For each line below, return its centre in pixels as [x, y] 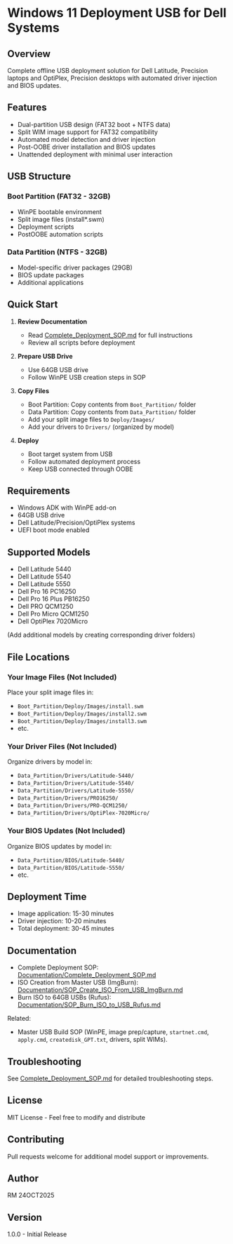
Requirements [39, 491]
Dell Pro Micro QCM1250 [53, 614]
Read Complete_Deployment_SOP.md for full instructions [110, 335]
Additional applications [51, 282]
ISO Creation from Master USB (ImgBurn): [78, 982]
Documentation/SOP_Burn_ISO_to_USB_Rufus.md [89, 1005]
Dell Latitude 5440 [44, 569]
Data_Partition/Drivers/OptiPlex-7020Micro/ [84, 813]
